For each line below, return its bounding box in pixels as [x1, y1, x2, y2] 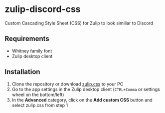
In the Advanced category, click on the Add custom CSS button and [11, 96, 153, 103]
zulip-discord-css [4, 3, 81, 15]
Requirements [4, 34, 49, 43]
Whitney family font [11, 47, 52, 53]
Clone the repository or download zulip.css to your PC [11, 81, 124, 87]
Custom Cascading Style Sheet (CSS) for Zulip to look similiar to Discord [4, 20, 154, 26]
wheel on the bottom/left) [11, 91, 64, 97]
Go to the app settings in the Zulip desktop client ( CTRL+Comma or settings [11, 86, 160, 92]
